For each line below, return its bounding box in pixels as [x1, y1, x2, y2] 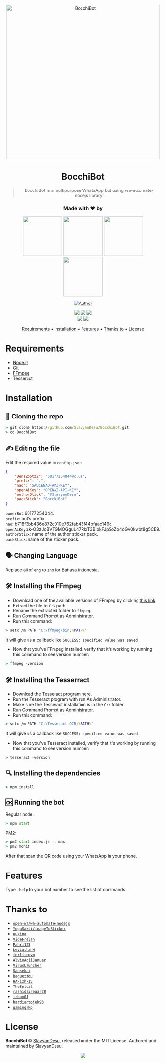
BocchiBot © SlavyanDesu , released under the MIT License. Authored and [5, 1037, 157, 1043]
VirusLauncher [12, 963, 42, 968]
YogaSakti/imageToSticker [12, 926, 66, 931]
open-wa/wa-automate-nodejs [12, 921, 70, 926]
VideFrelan [12, 937, 35, 942]
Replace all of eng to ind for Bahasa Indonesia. [5, 567, 99, 573]
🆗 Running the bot [5, 798, 64, 806]
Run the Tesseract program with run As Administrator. [12, 696, 122, 702]
